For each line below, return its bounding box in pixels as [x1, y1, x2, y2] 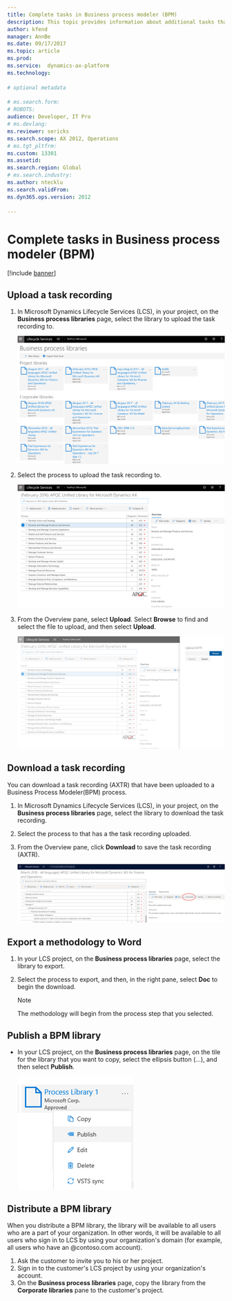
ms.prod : [7, 55, 32, 62]
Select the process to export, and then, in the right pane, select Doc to [17, 975, 218, 984]
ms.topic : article [7, 48, 60, 55]
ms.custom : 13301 [7, 149, 57, 157]
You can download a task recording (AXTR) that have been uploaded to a [7, 780, 215, 788]
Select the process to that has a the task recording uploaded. [17, 829, 191, 838]
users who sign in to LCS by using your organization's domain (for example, [7, 1235, 222, 1244]
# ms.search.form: [7, 99, 60, 106]
